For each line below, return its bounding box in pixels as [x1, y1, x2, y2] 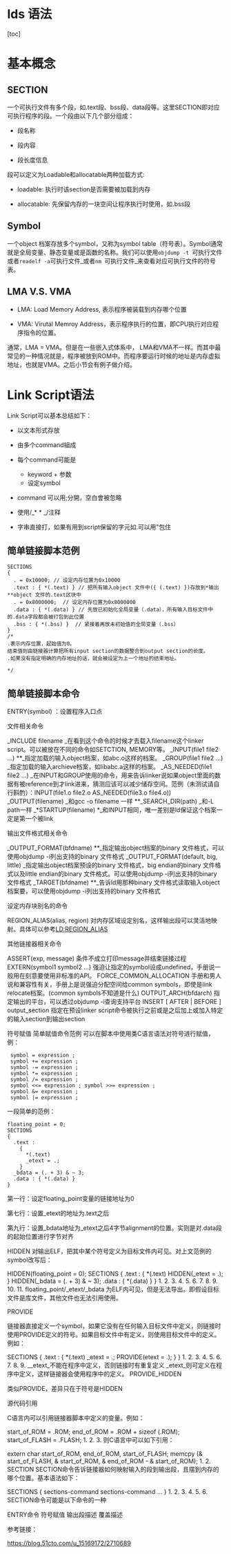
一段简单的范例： [7, 1107, 56, 1116]
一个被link [25, 815, 54, 823]
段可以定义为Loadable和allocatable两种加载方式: [7, 170, 145, 178]
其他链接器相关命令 [7, 940, 62, 948]
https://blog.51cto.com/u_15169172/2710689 [7, 1539, 131, 1548]
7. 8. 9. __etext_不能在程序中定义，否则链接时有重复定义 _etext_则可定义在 [7, 1361, 217, 1370]
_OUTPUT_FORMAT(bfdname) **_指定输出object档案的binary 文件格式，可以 [7, 844, 225, 852]
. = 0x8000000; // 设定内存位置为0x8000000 [13, 599, 137, 606]
